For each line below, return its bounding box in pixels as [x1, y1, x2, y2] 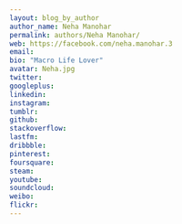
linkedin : [9, 90, 47, 99]
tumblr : [9, 107, 39, 116]
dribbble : [9, 141, 47, 150]
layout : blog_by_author [9, 13, 100, 23]
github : [9, 115, 39, 124]
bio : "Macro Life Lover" [9, 56, 104, 65]
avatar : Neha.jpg [9, 65, 76, 74]
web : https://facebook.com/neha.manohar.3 [9, 38, 173, 48]
